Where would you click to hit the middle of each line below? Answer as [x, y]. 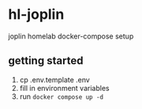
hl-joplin [36, 15]
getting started [46, 61]
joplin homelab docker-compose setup [71, 36]
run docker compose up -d [62, 96]
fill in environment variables [64, 88]
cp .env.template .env [55, 79]
